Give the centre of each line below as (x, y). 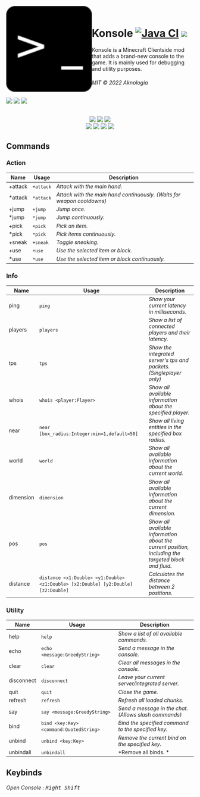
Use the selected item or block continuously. (111, 259)
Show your (162, 299)
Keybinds (24, 772)
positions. (160, 593)
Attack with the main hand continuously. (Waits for (118, 194)
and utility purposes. (117, 68)
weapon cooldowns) (82, 201)
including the (164, 553)
